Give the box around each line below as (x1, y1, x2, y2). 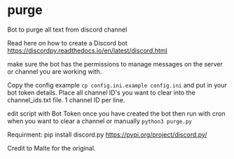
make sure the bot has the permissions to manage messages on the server (7, 60, 223, 68)
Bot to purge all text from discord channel (7, 25, 128, 34)
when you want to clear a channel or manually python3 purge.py (7, 116, 193, 125)
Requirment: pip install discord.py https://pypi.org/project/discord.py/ (7, 130, 207, 139)
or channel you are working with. (7, 67, 102, 76)
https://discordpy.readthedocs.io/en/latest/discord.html (7, 46, 167, 55)
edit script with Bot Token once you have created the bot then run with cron (7, 109, 226, 118)
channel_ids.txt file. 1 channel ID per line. (7, 95, 125, 104)
